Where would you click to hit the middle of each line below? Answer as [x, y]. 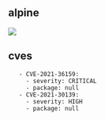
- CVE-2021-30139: [49, 95]
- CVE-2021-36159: [49, 74]
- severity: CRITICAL [61, 81]
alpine [24, 13]
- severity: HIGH [54, 101]
